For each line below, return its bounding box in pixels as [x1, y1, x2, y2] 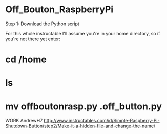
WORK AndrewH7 [5, 118, 43, 124]
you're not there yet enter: [5, 36, 60, 42]
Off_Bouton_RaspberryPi [5, 4, 114, 15]
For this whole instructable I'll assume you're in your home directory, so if [5, 30, 160, 36]
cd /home [5, 54, 47, 65]
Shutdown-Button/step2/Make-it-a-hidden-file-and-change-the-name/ [5, 123, 156, 129]
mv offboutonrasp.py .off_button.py [5, 101, 162, 112]
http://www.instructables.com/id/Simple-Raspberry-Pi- [44, 118, 160, 124]
